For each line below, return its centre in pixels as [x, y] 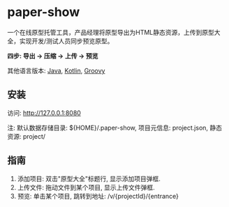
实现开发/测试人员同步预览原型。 [66, 41]
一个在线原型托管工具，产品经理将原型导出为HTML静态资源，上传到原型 [111, 32]
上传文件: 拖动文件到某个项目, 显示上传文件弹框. [86, 187]
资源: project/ [27, 136]
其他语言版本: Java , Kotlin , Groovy [56, 70]
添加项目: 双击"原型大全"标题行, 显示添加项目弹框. [89, 178]
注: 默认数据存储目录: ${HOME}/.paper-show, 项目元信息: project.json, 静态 [114, 128]
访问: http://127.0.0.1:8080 [44, 113]
